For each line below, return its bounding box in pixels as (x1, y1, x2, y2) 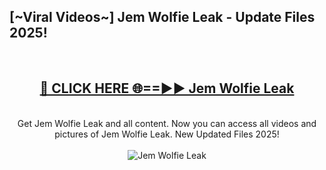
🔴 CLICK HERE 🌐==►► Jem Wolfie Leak (39, 80, 295, 97)
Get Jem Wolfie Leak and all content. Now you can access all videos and (17, 117, 317, 129)
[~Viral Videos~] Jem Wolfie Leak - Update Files (9, 9, 316, 26)
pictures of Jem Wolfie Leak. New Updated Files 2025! (54, 128, 280, 140)
